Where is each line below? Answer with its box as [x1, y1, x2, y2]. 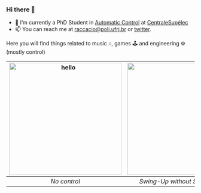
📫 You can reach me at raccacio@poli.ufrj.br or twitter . [14, 26, 151, 33]
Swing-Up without [139, 177, 191, 186]
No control [50, 177, 81, 186]
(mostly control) [6, 48, 46, 56]
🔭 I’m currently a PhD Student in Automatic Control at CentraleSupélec [14, 19, 188, 26]
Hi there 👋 [6, 5, 36, 14]
